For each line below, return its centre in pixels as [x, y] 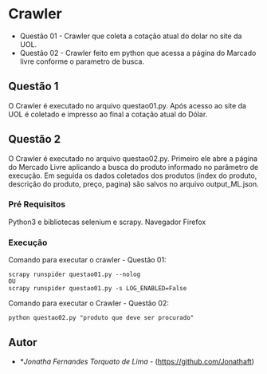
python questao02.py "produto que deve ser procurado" [101, 318]
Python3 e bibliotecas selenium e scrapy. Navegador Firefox [107, 222]
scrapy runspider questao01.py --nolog [75, 275]
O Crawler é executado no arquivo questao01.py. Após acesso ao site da [128, 105]
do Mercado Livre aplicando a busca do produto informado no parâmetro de [133, 167]
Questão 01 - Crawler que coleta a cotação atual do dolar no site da [131, 36]
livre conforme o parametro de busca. [82, 61]
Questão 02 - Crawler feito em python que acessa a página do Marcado [138, 53]
